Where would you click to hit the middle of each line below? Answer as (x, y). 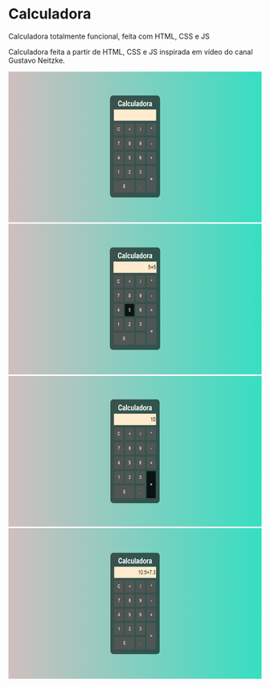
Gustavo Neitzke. (37, 60)
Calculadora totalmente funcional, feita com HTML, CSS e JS (109, 36)
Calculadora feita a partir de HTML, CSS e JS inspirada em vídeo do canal (131, 51)
